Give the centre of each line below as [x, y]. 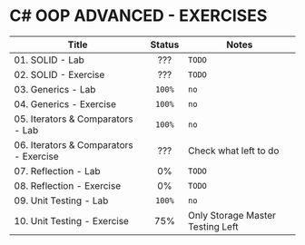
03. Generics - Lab [55, 89]
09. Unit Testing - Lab [61, 201]
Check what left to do [233, 151]
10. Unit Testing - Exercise [72, 220]
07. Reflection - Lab [57, 171]
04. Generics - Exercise [65, 103]
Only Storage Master [232, 215]
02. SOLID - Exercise [59, 74]
